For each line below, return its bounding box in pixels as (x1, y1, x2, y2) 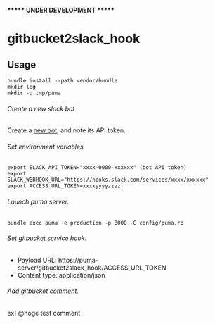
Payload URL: (17, 256, 58, 264)
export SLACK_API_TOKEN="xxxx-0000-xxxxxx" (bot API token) (7, 164, 188, 171)
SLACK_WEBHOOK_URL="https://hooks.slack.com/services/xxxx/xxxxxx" (7, 176, 209, 184)
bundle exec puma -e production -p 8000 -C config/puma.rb (7, 219, 184, 226)
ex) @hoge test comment (7, 309, 81, 318)
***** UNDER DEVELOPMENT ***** (7, 6, 115, 14)
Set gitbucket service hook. (7, 234, 86, 242)
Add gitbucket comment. (7, 287, 79, 295)
